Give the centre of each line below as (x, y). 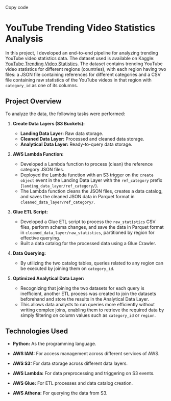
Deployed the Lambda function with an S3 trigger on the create (87, 175)
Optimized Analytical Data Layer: (48, 278)
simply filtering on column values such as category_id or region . (88, 315)
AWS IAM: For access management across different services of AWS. (86, 353)
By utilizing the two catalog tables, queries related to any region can (92, 263)
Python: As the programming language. (54, 343)
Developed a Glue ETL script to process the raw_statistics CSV (88, 222)
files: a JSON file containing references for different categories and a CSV (83, 74)
